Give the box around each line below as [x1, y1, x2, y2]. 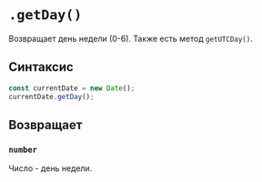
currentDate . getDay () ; [8, 92, 95, 101]
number [8, 144, 38, 155]
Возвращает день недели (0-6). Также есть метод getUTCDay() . [8, 33, 254, 44]
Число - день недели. [8, 163, 93, 174]
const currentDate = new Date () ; [8, 84, 136, 93]
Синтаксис [8, 59, 74, 75]
